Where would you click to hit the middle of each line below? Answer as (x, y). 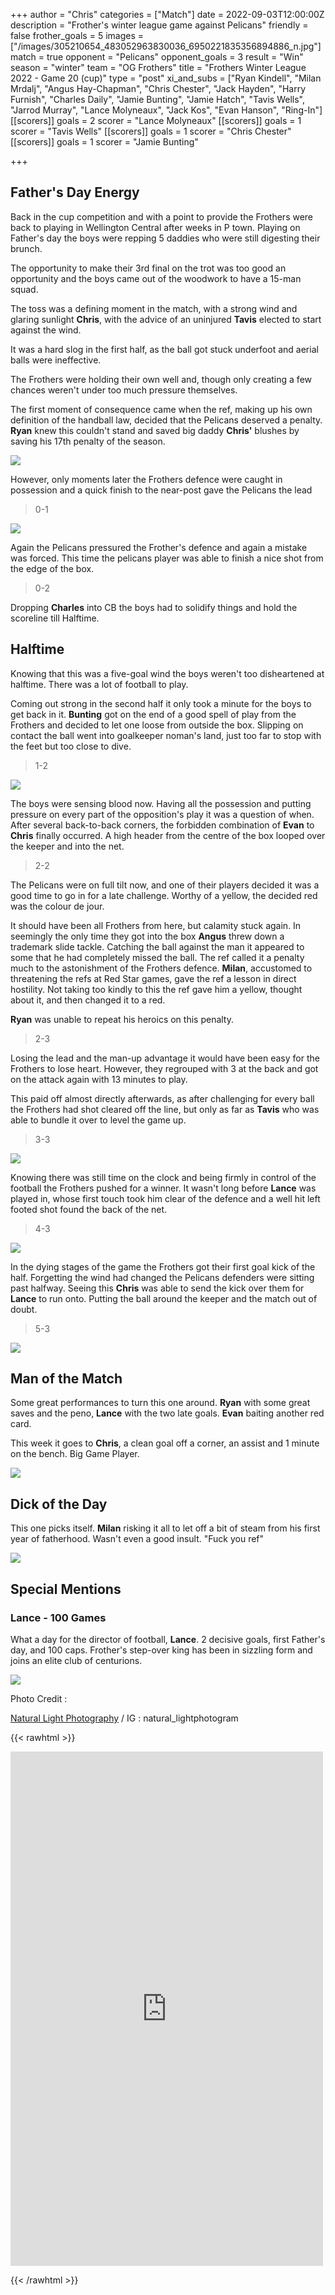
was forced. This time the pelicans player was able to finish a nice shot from (167, 558)
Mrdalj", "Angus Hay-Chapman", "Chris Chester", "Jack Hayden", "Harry (158, 88)
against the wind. (46, 330)
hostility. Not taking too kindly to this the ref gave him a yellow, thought (156, 989)
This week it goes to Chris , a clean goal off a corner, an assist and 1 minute (165, 1443)
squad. (24, 289)
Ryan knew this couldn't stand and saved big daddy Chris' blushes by (155, 430)
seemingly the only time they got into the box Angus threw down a (147, 936)
